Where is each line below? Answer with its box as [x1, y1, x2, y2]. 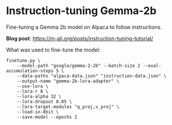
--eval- [143, 63, 161, 69]
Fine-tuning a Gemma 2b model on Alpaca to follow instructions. [6, 23, 162, 31]
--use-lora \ [16, 83, 49, 89]
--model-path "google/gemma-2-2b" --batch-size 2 [16, 63, 141, 69]
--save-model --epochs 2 [16, 114, 77, 120]
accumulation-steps [6, 67, 54, 74]
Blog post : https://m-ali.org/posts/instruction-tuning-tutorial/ [6, 35, 154, 42]
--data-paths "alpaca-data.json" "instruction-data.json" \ [16, 73, 167, 79]
